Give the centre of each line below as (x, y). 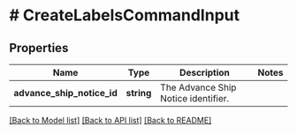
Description (205, 73)
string (139, 93)
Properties (39, 48)
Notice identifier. (195, 98)
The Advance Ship (198, 87)
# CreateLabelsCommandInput (125, 15)
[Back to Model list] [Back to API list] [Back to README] (110, 120)
